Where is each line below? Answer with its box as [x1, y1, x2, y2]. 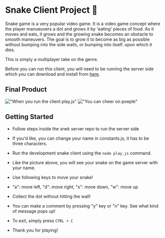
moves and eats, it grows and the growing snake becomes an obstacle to [5, 31, 154, 37]
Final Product [5, 86, 47, 94]
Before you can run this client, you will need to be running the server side [5, 66, 154, 72]
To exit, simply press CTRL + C [12, 217, 73, 223]
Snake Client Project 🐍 [5, 4, 98, 16]
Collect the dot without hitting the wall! [12, 193, 91, 199]
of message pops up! [12, 208, 56, 214]
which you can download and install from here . [5, 71, 100, 77]
